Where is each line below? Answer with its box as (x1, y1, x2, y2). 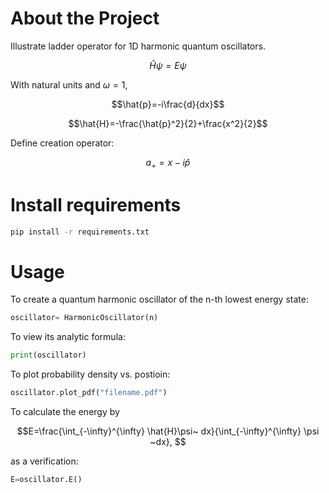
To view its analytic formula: (10, 331, 126, 343)
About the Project (10, 7, 160, 30)
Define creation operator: (10, 137, 115, 149)
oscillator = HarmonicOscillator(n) (10, 313, 159, 323)
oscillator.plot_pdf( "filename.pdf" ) (10, 388, 168, 398)
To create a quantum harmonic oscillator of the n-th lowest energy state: (10, 293, 309, 306)
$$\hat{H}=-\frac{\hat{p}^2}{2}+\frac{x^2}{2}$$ (68, 117, 268, 129)
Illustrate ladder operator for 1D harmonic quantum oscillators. (10, 40, 266, 52)
